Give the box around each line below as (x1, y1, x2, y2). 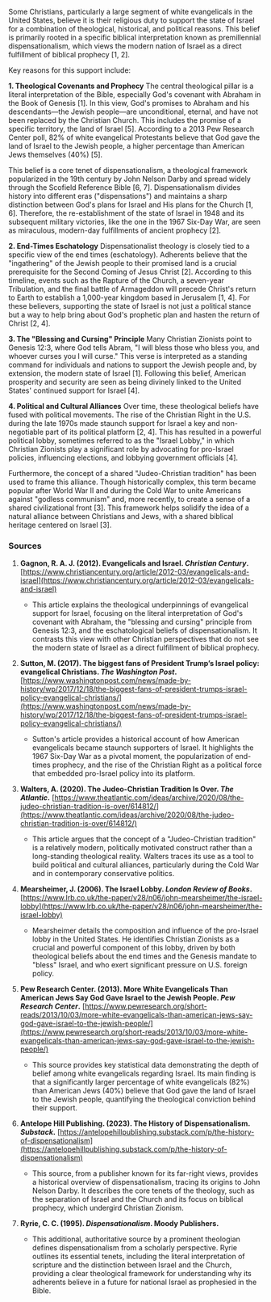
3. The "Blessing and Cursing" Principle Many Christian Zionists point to (8, 335, 252, 343)
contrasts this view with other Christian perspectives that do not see (31, 634, 260, 644)
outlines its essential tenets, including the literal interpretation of (31, 1252, 246, 1262)
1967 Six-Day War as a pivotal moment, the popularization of (31, 752, 234, 761)
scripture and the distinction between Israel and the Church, (31, 1260, 232, 1270)
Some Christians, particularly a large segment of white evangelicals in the (8, 7, 253, 16)
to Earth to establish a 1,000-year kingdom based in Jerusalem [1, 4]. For (8, 293, 250, 302)
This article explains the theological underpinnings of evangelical (31, 600, 248, 609)
